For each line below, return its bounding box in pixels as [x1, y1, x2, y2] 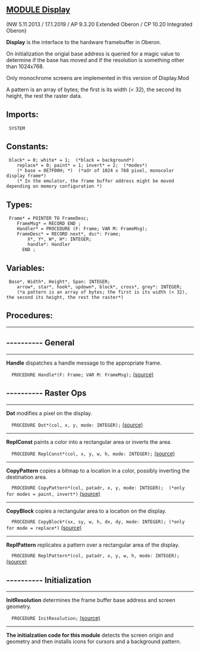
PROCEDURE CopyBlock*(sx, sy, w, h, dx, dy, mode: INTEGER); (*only [11, 519, 185, 524]
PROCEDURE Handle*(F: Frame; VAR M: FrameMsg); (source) [11, 371, 154, 378]
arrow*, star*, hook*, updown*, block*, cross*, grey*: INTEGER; [17, 284, 183, 290]
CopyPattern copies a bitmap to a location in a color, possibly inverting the [6, 467, 190, 474]
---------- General [6, 338, 75, 348]
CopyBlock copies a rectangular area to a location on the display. [6, 507, 167, 514]
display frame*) [6, 173, 46, 179]
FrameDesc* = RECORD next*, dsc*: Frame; [17, 231, 121, 237]
